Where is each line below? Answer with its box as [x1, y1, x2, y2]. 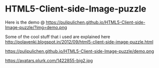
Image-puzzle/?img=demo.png [5, 24, 67, 30]
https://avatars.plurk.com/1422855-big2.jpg [5, 57, 93, 63]
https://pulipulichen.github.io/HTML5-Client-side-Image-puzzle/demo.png [5, 48, 154, 54]
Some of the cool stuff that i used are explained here [5, 34, 110, 40]
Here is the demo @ [5, 19, 45, 25]
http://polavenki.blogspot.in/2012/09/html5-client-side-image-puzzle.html [5, 39, 154, 44]
